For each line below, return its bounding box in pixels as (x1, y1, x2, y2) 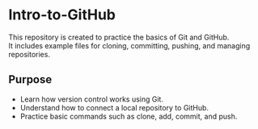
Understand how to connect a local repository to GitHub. (19, 102, 209, 112)
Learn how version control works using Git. (19, 94, 164, 104)
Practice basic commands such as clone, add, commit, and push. (19, 111, 238, 121)
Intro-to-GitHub (8, 6, 116, 24)
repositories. (8, 49, 51, 59)
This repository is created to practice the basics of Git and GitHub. (8, 32, 230, 42)
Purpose (8, 73, 53, 86)
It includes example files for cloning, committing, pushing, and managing (8, 40, 251, 50)
